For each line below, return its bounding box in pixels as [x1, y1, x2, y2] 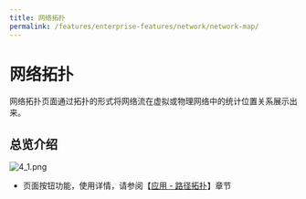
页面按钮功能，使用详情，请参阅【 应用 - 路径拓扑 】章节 [22, 180, 232, 192]
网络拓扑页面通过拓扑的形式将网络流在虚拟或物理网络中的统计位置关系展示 [9, 96, 290, 107]
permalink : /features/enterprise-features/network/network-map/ [9, 22, 259, 31]
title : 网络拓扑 [9, 13, 66, 23]
